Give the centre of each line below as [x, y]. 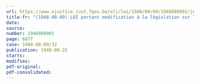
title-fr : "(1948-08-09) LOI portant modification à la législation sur [98, 17]
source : [16, 28]
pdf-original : [24, 67]
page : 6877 [20, 39]
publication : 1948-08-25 [37, 50]
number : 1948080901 [30, 34]
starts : [16, 56]
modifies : [18, 61]
